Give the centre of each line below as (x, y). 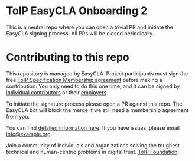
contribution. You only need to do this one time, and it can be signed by (93, 86)
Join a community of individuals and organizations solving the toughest (93, 145)
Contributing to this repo (68, 57)
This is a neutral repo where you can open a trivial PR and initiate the (90, 27)
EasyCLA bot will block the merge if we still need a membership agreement (97, 110)
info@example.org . (29, 134)
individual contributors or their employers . (57, 92)
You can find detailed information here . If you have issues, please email (93, 127)
